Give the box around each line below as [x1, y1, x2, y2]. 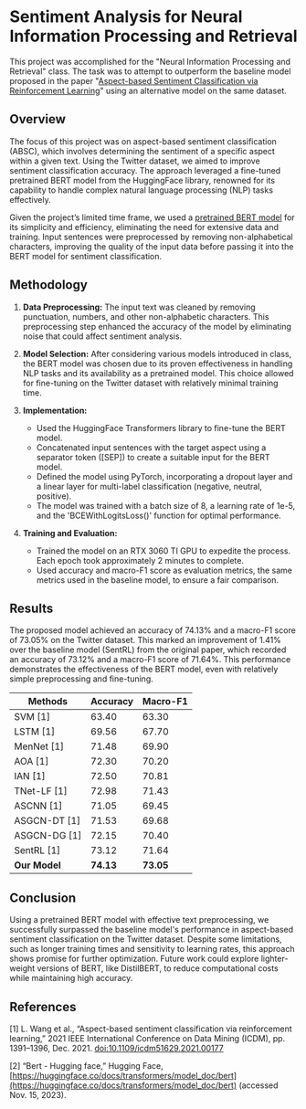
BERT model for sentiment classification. [9, 250, 163, 261]
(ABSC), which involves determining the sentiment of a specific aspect [9, 145, 276, 156]
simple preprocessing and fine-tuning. [9, 673, 153, 684]
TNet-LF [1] [14, 785, 68, 797]
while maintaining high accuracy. [9, 973, 133, 984]
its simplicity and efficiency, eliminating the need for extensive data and [9, 221, 280, 232]
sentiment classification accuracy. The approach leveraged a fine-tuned [9, 164, 281, 175]
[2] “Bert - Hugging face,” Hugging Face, [9, 1061, 164, 1071]
